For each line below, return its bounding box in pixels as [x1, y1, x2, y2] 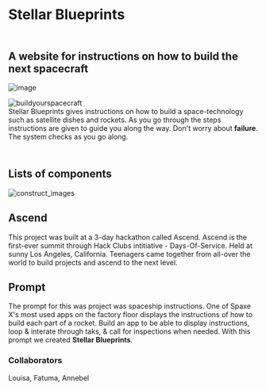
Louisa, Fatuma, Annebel [8, 373, 90, 382]
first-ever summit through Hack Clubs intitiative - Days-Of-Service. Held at [8, 240, 253, 250]
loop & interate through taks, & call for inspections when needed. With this [8, 327, 251, 336]
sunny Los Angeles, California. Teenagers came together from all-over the [8, 249, 251, 258]
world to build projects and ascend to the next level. [8, 258, 178, 267]
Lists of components [8, 167, 113, 181]
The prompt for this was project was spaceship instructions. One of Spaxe [8, 301, 252, 311]
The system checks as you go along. [8, 132, 129, 141]
